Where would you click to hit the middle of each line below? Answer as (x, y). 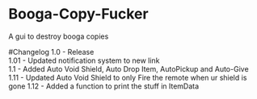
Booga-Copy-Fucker (78, 14)
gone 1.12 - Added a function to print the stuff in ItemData (104, 86)
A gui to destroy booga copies (59, 36)
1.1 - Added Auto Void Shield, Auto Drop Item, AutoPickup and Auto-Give (128, 68)
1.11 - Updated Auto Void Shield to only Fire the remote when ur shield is (128, 77)
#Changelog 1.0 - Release (51, 52)
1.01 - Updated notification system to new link (84, 60)
